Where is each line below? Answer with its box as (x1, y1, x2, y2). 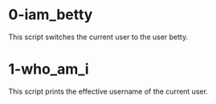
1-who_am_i (8, 60, 90, 78)
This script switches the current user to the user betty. (8, 32, 189, 42)
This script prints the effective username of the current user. (8, 86, 209, 96)
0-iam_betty (8, 6, 93, 24)
